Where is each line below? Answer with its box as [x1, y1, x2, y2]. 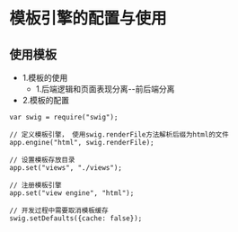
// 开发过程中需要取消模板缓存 [9, 206, 110, 215]
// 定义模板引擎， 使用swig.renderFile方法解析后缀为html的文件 [9, 130, 229, 139]
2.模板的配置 [22, 95, 70, 105]
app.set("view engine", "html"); [9, 189, 135, 198]
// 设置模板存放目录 [9, 156, 75, 165]
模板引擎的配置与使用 [9, 8, 168, 29]
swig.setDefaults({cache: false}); [9, 214, 143, 223]
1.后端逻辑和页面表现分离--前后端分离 [35, 84, 175, 94]
